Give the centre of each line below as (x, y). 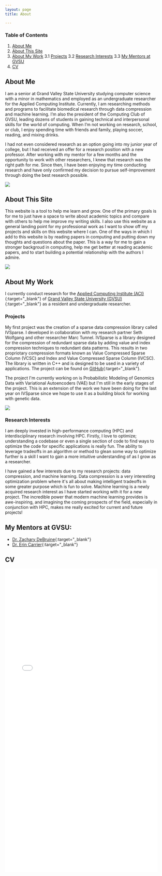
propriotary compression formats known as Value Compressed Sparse (75, 353)
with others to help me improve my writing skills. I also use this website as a (81, 221)
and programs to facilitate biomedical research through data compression (78, 109)
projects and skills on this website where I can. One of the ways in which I (79, 232)
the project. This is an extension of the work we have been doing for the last (81, 388)
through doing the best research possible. (47, 175)
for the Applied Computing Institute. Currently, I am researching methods (78, 104)
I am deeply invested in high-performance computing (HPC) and (69, 431)
